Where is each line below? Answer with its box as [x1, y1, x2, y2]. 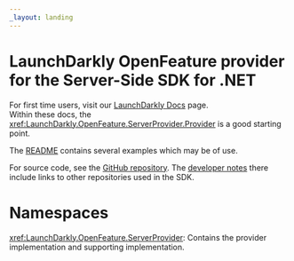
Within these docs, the [9, 108, 91, 120]
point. [9, 128, 31, 138]
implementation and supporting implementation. [9, 241, 185, 252]
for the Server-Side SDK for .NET [9, 70, 257, 90]
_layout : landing [9, 12, 74, 22]
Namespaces [9, 202, 109, 223]
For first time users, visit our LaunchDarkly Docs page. [9, 99, 209, 110]
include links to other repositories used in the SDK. [9, 171, 195, 182]
